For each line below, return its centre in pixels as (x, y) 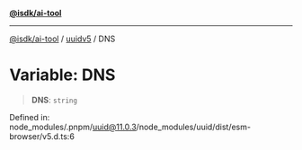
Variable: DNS (62, 75)
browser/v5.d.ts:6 (42, 136)
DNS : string (54, 100)
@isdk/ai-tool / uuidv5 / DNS (62, 39)
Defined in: (30, 117)
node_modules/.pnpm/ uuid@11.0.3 (73, 127)
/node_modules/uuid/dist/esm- (194, 127)
